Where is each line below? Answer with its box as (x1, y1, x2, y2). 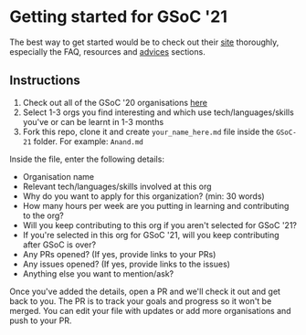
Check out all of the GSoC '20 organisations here (22, 97, 208, 108)
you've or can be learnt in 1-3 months (22, 116, 164, 127)
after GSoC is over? (22, 239, 97, 250)
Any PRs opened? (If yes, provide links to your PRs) (22, 248, 216, 259)
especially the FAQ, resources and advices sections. (9, 46, 206, 57)
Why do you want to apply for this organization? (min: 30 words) (22, 190, 265, 202)
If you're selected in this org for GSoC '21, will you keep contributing (22, 229, 280, 240)
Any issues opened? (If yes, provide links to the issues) (22, 258, 231, 269)
